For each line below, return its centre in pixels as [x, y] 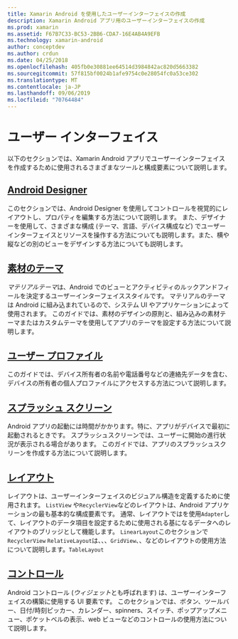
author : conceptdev [36, 47]
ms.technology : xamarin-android [55, 41]
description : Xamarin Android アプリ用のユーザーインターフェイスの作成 [106, 21]
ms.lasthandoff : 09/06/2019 [49, 93]
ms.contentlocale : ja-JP [44, 87]
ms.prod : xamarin [33, 27]
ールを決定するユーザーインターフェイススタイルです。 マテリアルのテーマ [117, 295]
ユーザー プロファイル [55, 355]
